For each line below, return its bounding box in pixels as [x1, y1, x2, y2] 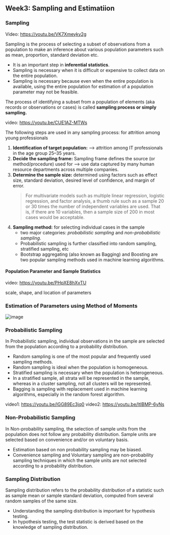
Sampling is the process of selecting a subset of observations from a [5, 41, 151, 47]
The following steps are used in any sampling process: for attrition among [5, 129, 160, 135]
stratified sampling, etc [20, 246, 69, 252]
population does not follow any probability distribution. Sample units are [5, 431, 157, 437]
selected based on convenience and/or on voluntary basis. [5, 436, 129, 443]
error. [12, 182, 25, 188]
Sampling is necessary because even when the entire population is [12, 78, 154, 84]
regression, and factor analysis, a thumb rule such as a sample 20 [25, 198, 164, 204]
